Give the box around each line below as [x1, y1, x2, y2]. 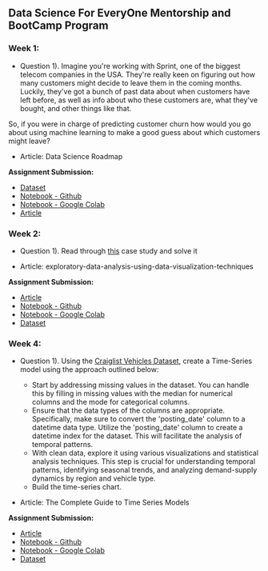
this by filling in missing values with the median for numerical [31, 389, 234, 398]
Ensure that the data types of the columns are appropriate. [31, 405, 226, 415]
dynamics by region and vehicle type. [31, 473, 156, 483]
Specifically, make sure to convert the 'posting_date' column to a [31, 414, 246, 424]
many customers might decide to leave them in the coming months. [19, 78, 242, 87]
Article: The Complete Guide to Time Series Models [19, 497, 190, 507]
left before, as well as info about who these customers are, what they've [19, 95, 258, 105]
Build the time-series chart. [31, 482, 122, 492]
